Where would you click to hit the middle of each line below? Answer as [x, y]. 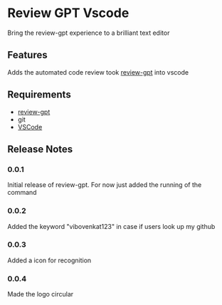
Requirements [39, 95]
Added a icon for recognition [49, 260]
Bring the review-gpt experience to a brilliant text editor [89, 33]
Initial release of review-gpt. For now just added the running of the [105, 185]
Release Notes [40, 149]
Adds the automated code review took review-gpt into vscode [98, 72]
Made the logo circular [41, 294]
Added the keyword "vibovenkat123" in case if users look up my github [111, 226]
